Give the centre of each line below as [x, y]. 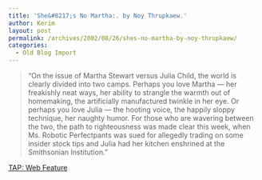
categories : [28, 46]
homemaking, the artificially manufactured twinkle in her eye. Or [133, 101]
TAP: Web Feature [38, 168]
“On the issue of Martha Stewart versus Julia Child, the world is [132, 76]
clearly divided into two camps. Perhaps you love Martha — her [132, 84]
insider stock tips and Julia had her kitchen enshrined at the [126, 144]
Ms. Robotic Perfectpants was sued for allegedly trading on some [135, 135]
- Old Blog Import [46, 53]
